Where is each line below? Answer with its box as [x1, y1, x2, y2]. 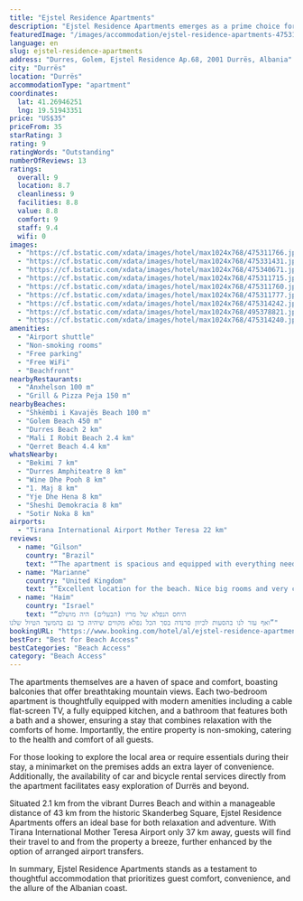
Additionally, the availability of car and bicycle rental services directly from [9, 771, 287, 782]
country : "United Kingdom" [25, 576, 127, 586]
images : [9, 240, 39, 249]
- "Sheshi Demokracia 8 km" [17, 501, 124, 510]
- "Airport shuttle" [17, 333, 95, 342]
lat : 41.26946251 [17, 97, 83, 107]
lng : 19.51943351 [17, 106, 83, 115]
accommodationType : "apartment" [9, 80, 131, 89]
